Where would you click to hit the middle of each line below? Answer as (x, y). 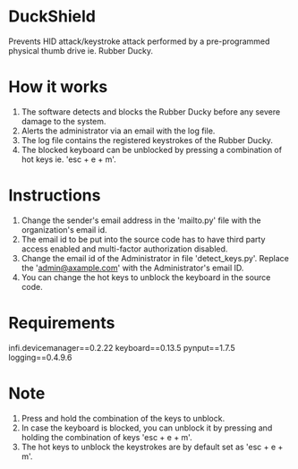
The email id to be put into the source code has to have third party (143, 239)
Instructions (55, 196)
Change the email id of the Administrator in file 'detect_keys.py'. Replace (155, 258)
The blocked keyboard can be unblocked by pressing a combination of (152, 149)
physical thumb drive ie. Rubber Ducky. (81, 50)
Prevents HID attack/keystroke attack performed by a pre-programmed (139, 41)
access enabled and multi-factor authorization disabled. (124, 249)
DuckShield (52, 17)
